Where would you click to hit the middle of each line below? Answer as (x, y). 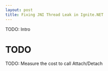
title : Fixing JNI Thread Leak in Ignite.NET (54, 15)
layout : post (19, 10)
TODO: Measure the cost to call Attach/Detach (54, 63)
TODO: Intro (18, 29)
